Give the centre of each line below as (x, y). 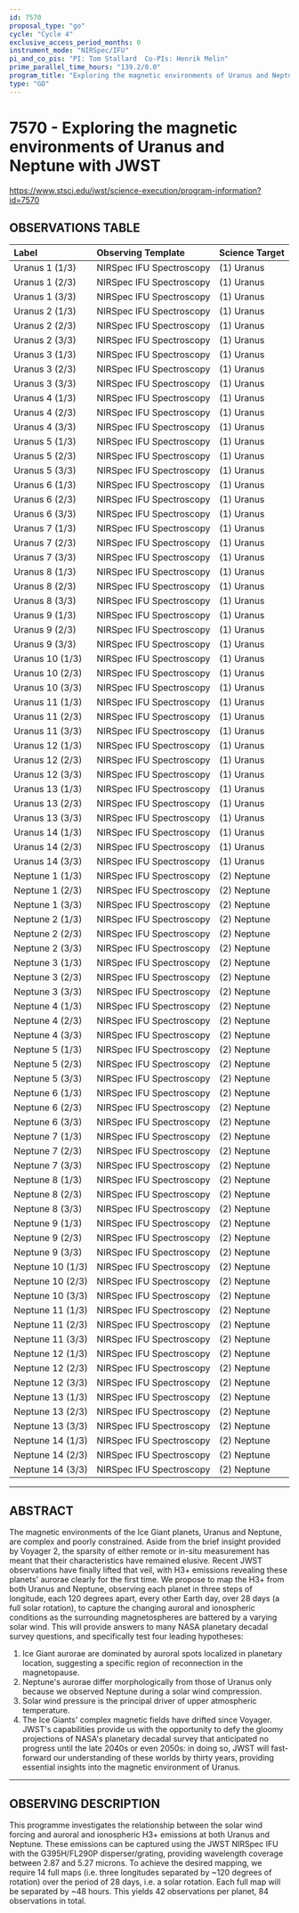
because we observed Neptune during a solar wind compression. (142, 1692)
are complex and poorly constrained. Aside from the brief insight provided (145, 1541)
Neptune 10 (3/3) (51, 1296)
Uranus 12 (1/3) (48, 746)
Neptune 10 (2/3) (51, 1281)
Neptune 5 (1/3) (48, 1050)
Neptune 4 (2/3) (48, 1021)
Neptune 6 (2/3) (48, 1108)
